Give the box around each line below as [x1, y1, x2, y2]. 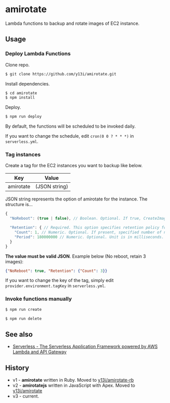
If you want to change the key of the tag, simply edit [5, 277, 114, 284]
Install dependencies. [5, 80, 50, 87]
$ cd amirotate [5, 90, 37, 96]
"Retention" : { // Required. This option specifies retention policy [10, 225, 159, 230]
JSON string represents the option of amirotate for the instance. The [5, 196, 148, 202]
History [5, 364, 29, 372]
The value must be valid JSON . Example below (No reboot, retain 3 [5, 253, 146, 259]
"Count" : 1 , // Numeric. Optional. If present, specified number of [14, 230, 162, 235]
